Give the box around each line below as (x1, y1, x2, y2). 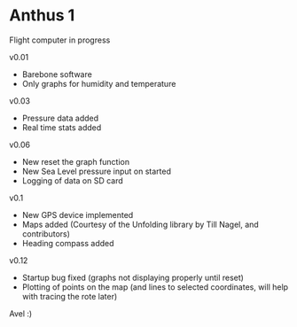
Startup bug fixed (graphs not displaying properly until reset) (21, 272, 244, 283)
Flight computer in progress (9, 35, 111, 45)
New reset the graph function (21, 156, 130, 167)
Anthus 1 (9, 5, 75, 26)
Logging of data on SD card (21, 175, 124, 186)
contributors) (21, 228, 71, 239)
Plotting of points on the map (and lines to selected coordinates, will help (21, 281, 289, 292)
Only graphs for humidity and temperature (21, 78, 176, 89)
